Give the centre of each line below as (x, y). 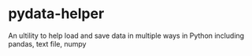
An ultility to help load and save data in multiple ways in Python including (126, 35)
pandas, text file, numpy (47, 43)
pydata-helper (56, 14)
